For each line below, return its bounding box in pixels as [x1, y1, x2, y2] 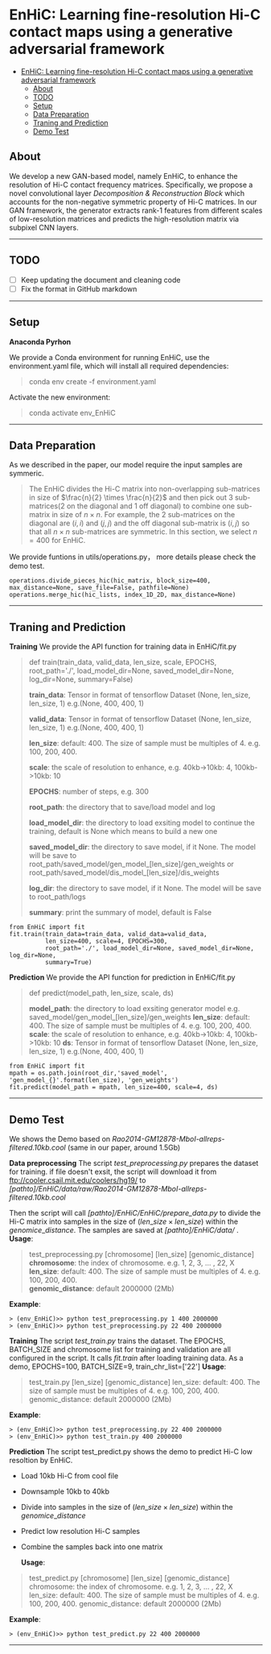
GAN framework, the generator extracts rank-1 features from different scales [9, 205, 263, 215]
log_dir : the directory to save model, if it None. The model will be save [28, 884, 262, 893]
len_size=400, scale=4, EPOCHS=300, [44, 937, 168, 946]
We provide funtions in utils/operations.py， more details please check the [9, 552, 257, 562]
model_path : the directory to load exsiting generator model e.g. [28, 1004, 240, 1014]
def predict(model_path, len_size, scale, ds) [28, 989, 174, 998]
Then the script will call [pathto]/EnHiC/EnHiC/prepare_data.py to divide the [9, 1208, 261, 1217]
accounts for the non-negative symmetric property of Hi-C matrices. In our [9, 197, 257, 206]
